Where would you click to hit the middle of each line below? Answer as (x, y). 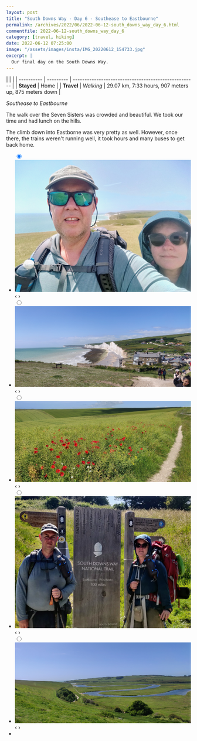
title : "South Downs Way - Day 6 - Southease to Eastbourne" (82, 18)
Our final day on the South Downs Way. (60, 62)
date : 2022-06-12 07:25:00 (39, 43)
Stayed (27, 86)
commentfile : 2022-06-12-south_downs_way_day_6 (65, 31)
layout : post (22, 12)
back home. (21, 144)
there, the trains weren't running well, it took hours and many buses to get (95, 138)
